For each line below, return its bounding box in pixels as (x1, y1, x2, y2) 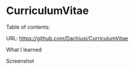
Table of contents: (6, 23, 50, 30)
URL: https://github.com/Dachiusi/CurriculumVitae (6, 34, 129, 42)
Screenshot (6, 57, 34, 64)
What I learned (6, 46, 43, 53)
